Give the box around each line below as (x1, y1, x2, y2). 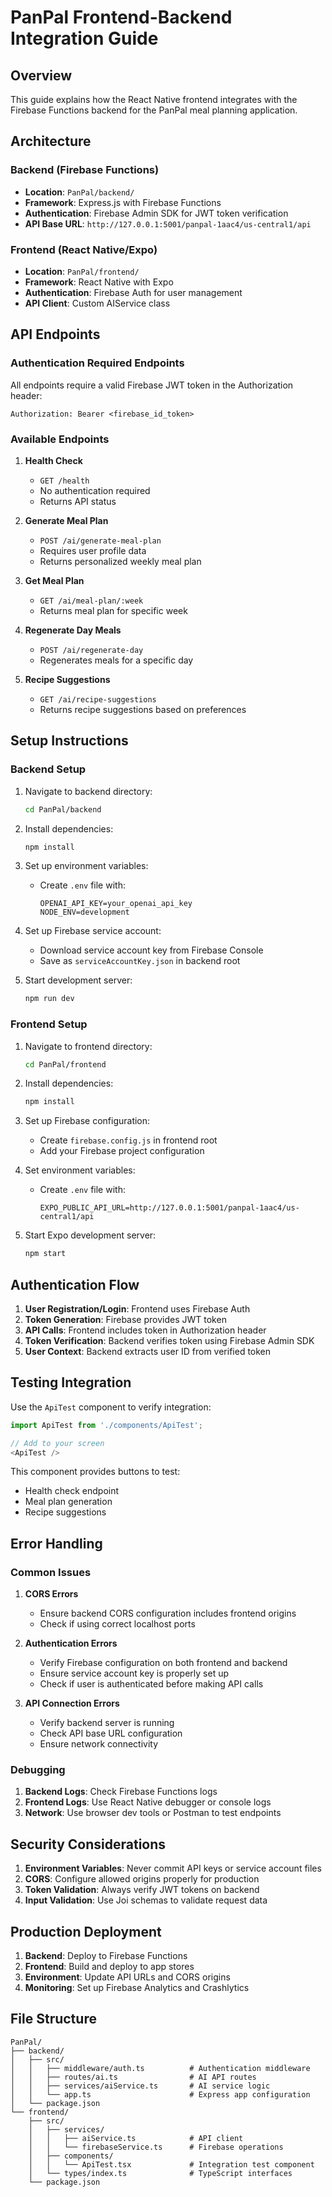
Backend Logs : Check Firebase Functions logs (24, 1786, 218, 1798)
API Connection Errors (24, 1697, 120, 1710)
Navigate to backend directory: (24, 785, 153, 797)
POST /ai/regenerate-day (39, 645, 144, 655)
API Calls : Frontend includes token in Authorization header (24, 1324, 267, 1336)
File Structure (10, 2011, 97, 2028)
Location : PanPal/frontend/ (24, 265, 140, 277)
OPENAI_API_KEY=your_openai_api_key (39, 899, 193, 909)
